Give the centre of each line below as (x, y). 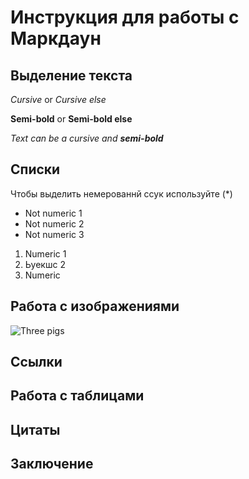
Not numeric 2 (54, 223)
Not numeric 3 (54, 234)
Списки (35, 169)
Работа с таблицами (77, 396)
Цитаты (35, 429)
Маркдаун (56, 38)
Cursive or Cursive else (58, 99)
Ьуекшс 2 (45, 264)
